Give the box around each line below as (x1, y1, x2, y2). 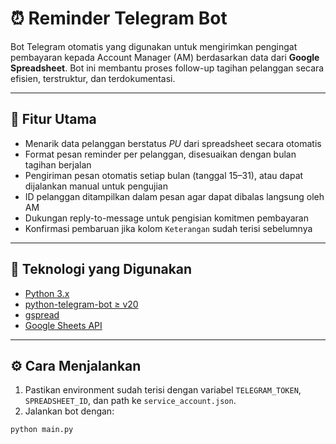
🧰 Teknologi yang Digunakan (10, 261, 193, 278)
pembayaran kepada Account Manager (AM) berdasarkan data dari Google (10, 51, 320, 63)
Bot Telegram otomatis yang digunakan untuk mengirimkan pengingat (10, 40, 298, 52)
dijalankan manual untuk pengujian (24, 180, 168, 192)
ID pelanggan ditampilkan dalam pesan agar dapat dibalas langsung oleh (24, 190, 325, 202)
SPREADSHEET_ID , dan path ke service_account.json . (24, 395, 237, 407)
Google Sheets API (24, 319, 103, 331)
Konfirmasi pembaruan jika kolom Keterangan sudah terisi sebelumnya (24, 222, 313, 234)
